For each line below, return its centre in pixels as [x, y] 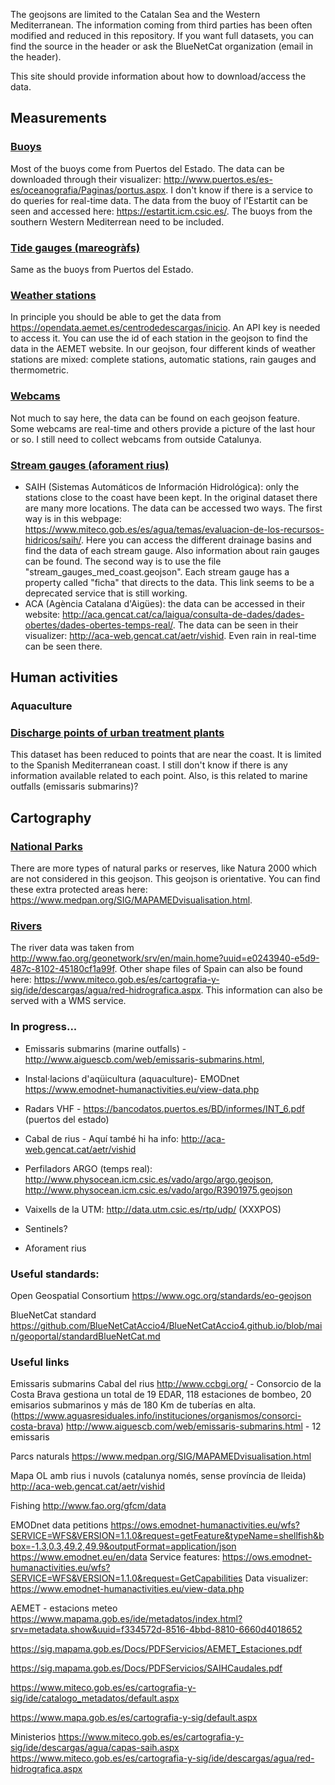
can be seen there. [63, 646]
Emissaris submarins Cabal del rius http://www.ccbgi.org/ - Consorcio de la [166, 1384]
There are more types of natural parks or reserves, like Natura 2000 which [164, 868]
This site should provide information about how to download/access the [158, 76]
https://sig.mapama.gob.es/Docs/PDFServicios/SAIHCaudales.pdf [146, 1668]
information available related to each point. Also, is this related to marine [159, 776]
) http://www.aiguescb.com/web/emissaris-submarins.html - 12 [190, 1426]
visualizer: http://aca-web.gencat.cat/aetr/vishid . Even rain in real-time [170, 635]
